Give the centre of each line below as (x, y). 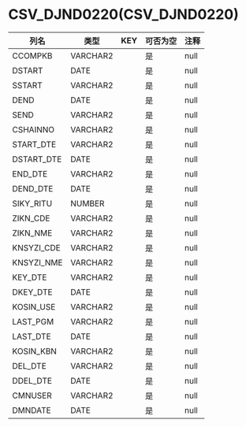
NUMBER (88, 203)
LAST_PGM (33, 321)
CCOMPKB (32, 55)
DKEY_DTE (32, 291)
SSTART (28, 85)
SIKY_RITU (32, 203)
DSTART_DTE (37, 159)
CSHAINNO (34, 129)
